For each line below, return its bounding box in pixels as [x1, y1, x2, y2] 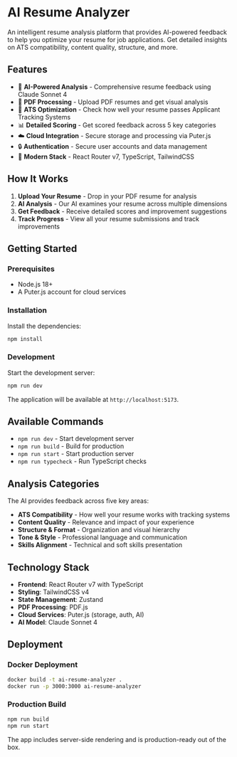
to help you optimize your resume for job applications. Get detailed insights [7, 35, 228, 43]
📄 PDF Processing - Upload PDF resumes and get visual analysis [17, 97, 209, 106]
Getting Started [7, 243, 78, 255]
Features [7, 63, 48, 75]
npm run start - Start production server [17, 450, 135, 458]
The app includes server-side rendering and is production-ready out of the [7, 735, 226, 743]
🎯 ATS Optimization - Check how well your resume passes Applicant [17, 105, 221, 114]
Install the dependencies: [7, 322, 82, 330]
